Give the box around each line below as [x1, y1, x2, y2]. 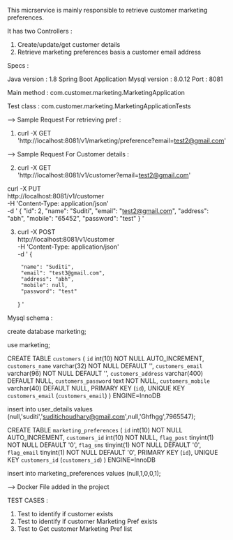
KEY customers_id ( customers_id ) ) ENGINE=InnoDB [7, 455, 156, 464]
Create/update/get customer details [17, 41, 121, 48]
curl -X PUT [7, 184, 41, 193]
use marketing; [7, 341, 50, 349]
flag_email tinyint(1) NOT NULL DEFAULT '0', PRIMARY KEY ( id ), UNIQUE [7, 448, 218, 456]
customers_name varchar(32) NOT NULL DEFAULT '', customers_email [7, 362, 203, 370]
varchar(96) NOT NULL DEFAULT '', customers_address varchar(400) [7, 370, 204, 377]
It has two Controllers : [7, 27, 73, 35]
